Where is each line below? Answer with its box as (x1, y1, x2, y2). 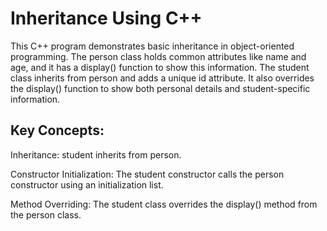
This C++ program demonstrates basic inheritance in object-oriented (10, 40, 295, 52)
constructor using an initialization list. (10, 178, 164, 191)
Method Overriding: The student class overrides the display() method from (10, 198, 318, 210)
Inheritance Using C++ (10, 7, 203, 30)
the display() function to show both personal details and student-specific (10, 82, 311, 94)
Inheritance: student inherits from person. (10, 148, 182, 161)
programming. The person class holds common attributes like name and (10, 50, 307, 62)
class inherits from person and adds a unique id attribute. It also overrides (10, 72, 315, 84)
